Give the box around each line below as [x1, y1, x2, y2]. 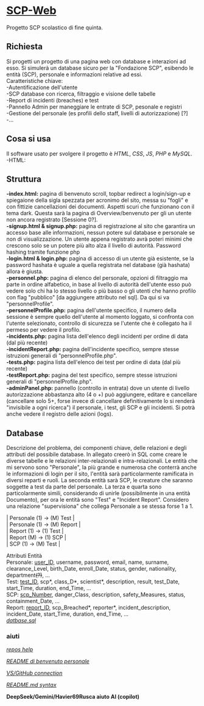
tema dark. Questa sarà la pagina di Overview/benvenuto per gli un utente [6, 210, 192, 217]
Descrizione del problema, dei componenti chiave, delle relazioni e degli [6, 444, 187, 452]
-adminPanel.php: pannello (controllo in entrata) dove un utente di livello [6, 385, 190, 392]
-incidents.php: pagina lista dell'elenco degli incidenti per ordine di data [6, 333, 189, 340]
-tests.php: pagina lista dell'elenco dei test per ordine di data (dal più [6, 358, 181, 366]
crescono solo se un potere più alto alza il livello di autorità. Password [6, 242, 181, 249]
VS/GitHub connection [6, 669, 63, 677]
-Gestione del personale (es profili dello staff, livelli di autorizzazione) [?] [6, 109, 188, 116]
